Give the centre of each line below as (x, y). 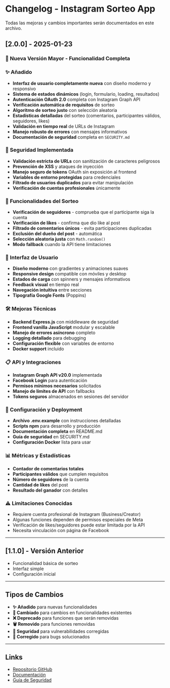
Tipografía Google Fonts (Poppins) (49, 295)
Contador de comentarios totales (48, 468)
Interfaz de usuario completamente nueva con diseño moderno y (82, 83)
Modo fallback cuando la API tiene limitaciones (62, 245)
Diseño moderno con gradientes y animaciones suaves (70, 268)
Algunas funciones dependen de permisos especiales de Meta (78, 519)
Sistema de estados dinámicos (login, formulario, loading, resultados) (86, 94)
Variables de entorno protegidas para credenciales (67, 177)
